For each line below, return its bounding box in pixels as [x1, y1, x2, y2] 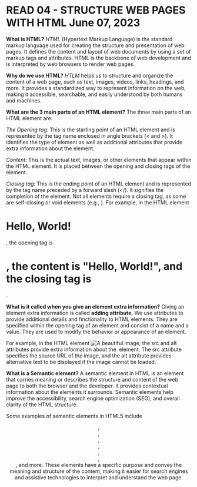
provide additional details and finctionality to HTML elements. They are [6, 316, 178, 323]
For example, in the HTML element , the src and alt [6, 339, 178, 346]
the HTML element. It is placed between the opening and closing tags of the [6, 163, 191, 170]
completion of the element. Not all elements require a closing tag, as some [6, 193, 186, 200]
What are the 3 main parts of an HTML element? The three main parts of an [6, 108, 191, 115]
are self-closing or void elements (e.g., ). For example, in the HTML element [6, 198, 189, 206]
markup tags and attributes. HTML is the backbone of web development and [6, 54, 191, 61]
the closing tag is [6, 272, 92, 286]
